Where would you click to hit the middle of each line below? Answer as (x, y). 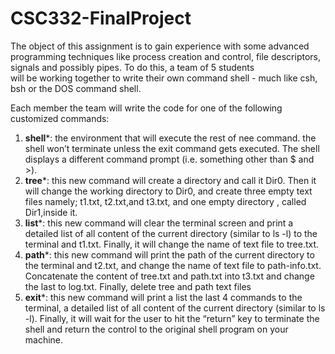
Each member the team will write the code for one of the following (146, 108)
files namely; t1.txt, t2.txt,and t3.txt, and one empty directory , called (165, 201)
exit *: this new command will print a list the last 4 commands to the (163, 297)
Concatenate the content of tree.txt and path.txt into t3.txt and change (169, 276)
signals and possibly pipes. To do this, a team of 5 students (132, 67)
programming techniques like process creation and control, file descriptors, (165, 56)
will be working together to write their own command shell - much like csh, (164, 78)
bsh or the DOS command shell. (76, 88)
